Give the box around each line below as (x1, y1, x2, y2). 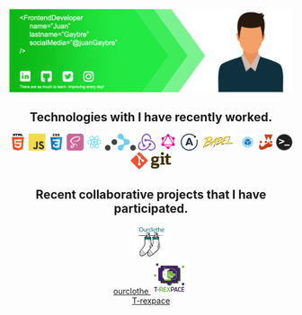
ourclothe (113, 286, 149, 297)
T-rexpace (131, 295, 171, 306)
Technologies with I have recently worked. (30, 109, 272, 125)
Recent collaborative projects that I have (35, 187, 267, 202)
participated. (113, 201, 189, 216)
